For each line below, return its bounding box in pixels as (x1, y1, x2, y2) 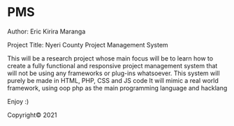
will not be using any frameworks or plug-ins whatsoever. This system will (7, 69, 220, 77)
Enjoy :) (7, 97, 29, 105)
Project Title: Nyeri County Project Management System (7, 40, 169, 49)
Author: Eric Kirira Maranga (7, 27, 86, 36)
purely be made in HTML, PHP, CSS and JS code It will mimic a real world (7, 76, 219, 84)
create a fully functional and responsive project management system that (7, 61, 218, 70)
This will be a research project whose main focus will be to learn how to (7, 54, 214, 63)
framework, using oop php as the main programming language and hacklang (7, 84, 228, 92)
